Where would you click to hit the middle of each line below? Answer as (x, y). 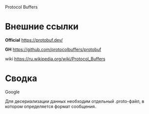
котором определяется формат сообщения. (51, 106)
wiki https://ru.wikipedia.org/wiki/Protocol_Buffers (55, 59)
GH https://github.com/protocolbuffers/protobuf (53, 49)
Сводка (21, 78)
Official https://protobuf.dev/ (34, 40)
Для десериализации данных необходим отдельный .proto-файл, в (75, 101)
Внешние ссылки (42, 27)
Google (12, 92)
